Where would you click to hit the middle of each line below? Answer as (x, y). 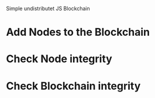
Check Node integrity (59, 59)
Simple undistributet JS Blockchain (48, 9)
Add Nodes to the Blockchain (78, 32)
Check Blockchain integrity (73, 86)
